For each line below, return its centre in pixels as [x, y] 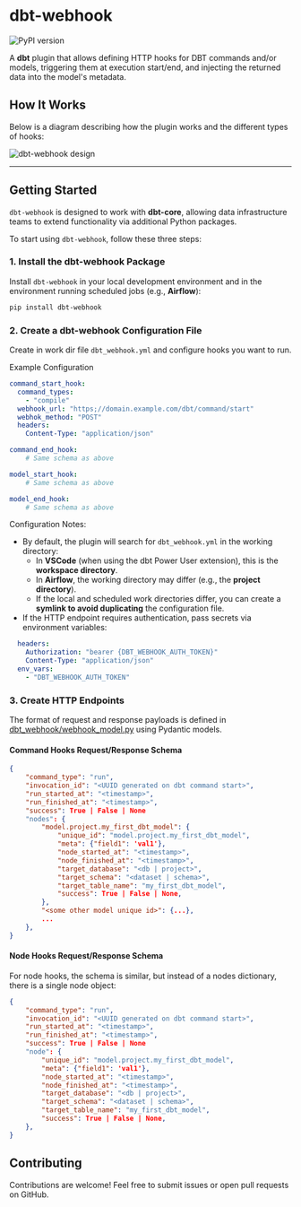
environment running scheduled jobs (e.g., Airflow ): [105, 291]
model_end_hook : [39, 499]
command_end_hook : [43, 450]
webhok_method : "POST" [60, 417]
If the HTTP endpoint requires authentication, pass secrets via [137, 618]
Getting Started [53, 191]
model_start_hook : [43, 474]
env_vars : [35, 669]
